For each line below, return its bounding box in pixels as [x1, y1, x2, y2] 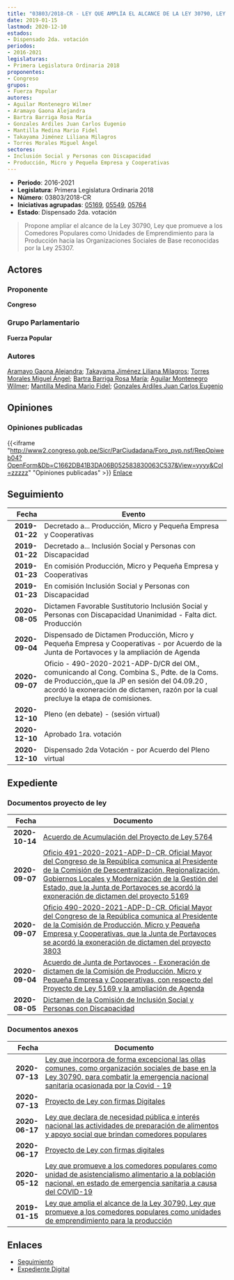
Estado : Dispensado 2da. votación [17, 208, 117, 216]
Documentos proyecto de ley [7, 798, 107, 808]
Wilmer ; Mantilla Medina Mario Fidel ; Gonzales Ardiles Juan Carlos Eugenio [7, 382, 224, 390]
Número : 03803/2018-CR [17, 193, 92, 201]
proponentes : [7, 68, 45, 75]
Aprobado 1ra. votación [44, 729, 122, 739]
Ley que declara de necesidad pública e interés [45, 1112, 200, 1122]
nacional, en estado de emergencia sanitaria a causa [45, 1178, 217, 1188]
